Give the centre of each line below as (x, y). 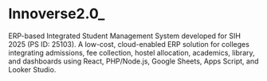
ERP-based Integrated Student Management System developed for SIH (125, 36)
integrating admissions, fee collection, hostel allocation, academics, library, (132, 52)
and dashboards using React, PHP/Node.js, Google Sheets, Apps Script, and (133, 61)
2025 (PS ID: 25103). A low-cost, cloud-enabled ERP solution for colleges (129, 44)
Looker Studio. (32, 69)
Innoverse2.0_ (57, 14)
